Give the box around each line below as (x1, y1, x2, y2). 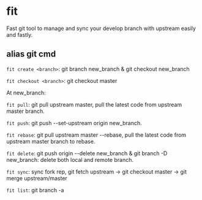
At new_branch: (6, 89, 46, 96)
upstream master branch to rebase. (6, 137, 95, 145)
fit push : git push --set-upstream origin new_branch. (6, 119, 142, 126)
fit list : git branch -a (6, 186, 64, 194)
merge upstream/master (6, 174, 67, 182)
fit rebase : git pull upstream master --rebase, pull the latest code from (6, 131, 187, 139)
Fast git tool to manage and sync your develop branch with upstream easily (6, 25, 196, 32)
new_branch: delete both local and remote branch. (6, 156, 133, 163)
